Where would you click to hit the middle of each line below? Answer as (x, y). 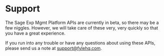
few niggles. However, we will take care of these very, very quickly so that (82, 27)
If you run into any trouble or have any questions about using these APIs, (80, 42)
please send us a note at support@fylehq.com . (53, 48)
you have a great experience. (35, 33)
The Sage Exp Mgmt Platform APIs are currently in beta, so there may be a (82, 22)
